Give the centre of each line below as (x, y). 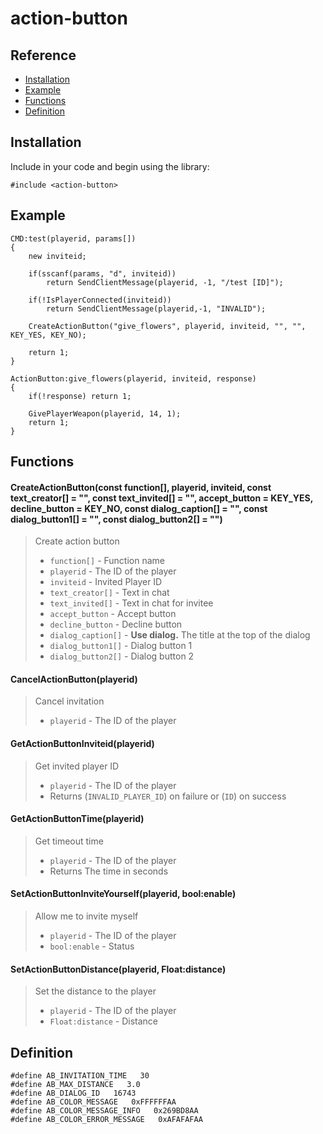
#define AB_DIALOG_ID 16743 (73, 1093)
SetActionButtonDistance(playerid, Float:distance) (118, 969)
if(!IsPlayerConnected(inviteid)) (100, 300)
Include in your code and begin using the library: (110, 166)
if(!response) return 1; (80, 396)
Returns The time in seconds (109, 871)
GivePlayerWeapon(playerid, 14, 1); (105, 413)
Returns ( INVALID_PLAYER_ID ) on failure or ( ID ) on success (168, 796)
